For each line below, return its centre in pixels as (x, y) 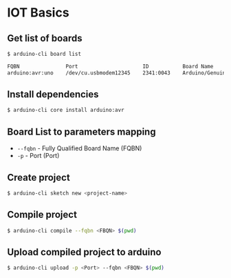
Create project (38, 177)
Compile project (42, 215)
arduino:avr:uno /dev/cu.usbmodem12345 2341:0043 (89, 73)
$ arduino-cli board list (44, 54)
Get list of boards (45, 38)
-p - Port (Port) (38, 156)
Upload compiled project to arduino (84, 252)
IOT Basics (38, 13)
